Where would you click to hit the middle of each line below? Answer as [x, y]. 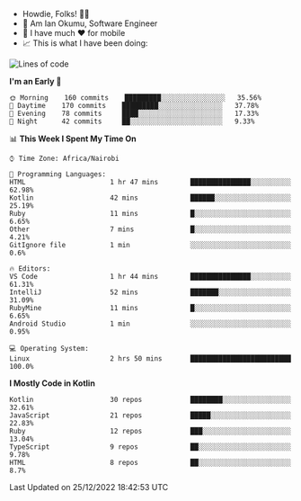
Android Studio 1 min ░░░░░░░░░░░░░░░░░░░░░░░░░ [150, 324]
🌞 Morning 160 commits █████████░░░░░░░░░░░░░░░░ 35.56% [136, 98]
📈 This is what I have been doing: [85, 43]
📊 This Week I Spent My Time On [73, 139]
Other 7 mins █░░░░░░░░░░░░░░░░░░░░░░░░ [150, 229]
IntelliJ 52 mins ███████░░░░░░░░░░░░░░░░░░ [150, 292]
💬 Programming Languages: [58, 174]
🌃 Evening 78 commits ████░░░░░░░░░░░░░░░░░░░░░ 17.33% [134, 113]
